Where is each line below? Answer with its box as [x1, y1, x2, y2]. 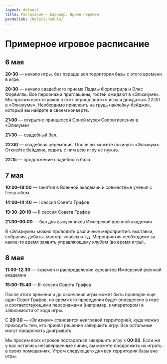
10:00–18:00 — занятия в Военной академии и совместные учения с [5, 184, 153, 190]
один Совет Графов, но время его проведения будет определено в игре [5, 297, 159, 303]
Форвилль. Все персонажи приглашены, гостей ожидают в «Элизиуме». [5, 91, 160, 97]
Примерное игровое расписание [5, 38, 150, 49]
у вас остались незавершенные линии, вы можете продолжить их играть [5, 343, 162, 349]
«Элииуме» [5, 122, 30, 128]
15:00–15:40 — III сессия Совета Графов [5, 282, 91, 288]
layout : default [5, 7, 39, 12]
